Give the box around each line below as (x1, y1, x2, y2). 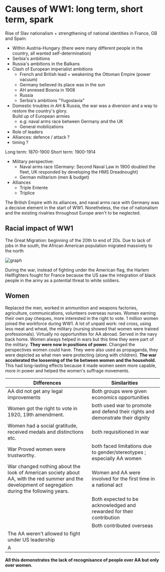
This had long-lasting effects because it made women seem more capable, (5, 362, 157, 368)
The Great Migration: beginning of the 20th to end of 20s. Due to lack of (5, 237, 151, 243)
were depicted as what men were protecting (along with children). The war (5, 352, 157, 358)
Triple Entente (19, 184, 48, 190)
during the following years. (7, 487, 69, 494)
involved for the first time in (91, 475, 155, 482)
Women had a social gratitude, (7, 422, 78, 429)
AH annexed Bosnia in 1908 (19, 87, 75, 93)
